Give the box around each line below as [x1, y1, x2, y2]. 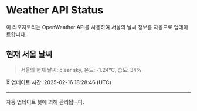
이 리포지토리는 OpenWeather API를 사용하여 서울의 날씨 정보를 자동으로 [6, 23, 173, 30]
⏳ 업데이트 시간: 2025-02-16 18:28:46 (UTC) [6, 78, 111, 85]
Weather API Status [6, 4, 104, 17]
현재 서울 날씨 [6, 50, 53, 60]
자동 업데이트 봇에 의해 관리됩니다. [6, 98, 84, 105]
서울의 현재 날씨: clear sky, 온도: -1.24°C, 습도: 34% [20, 66, 142, 73]
